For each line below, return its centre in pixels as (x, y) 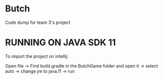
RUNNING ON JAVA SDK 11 (61, 42)
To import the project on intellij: (37, 56)
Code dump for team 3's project (38, 22)
